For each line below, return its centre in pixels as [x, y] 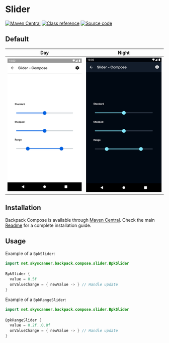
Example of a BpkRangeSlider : [36, 300]
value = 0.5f [23, 279]
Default [17, 39]
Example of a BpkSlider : [30, 253]
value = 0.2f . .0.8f [30, 325]
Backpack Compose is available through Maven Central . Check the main [80, 220]
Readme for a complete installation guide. [48, 225]
